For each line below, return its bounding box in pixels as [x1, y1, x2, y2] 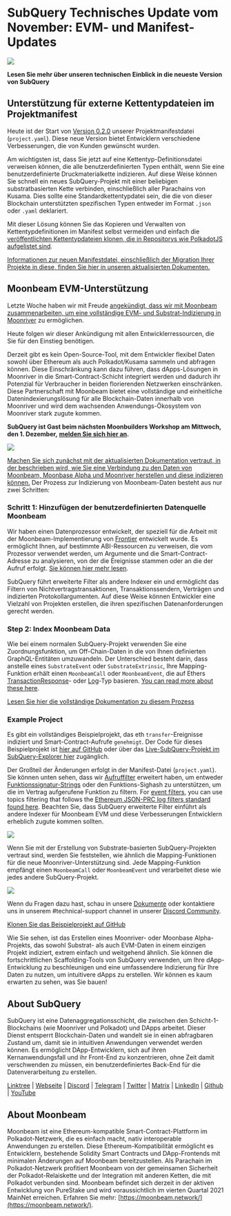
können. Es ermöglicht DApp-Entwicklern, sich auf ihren [7, 1046, 167, 1054]
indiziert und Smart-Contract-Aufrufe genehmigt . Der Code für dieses [7, 737, 203, 746]
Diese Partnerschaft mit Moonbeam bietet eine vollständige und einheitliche [7, 386, 223, 395]
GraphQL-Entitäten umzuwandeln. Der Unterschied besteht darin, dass [7, 654, 208, 663]
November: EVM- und [7, 19, 134, 35]
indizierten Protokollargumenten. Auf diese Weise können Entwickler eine [7, 592, 216, 600]
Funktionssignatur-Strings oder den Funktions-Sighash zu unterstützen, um [7, 780, 222, 789]
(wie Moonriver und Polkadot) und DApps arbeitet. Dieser [43, 1023, 206, 1032]
